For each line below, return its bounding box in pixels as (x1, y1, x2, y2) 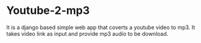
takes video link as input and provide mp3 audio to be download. (6, 30, 169, 37)
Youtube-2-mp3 (6, 4, 90, 18)
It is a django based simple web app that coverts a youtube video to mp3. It (6, 24, 196, 31)
